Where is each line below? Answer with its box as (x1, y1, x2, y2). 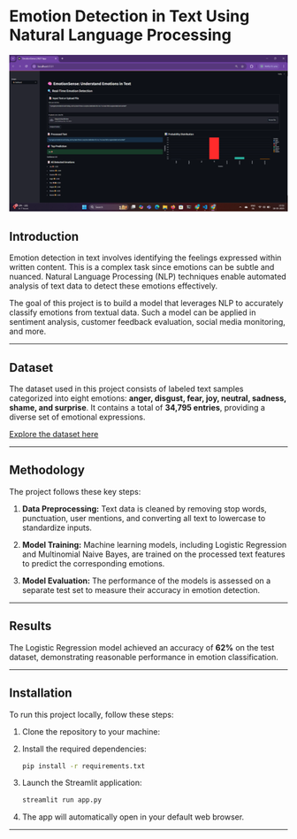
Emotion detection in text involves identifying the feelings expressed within (9, 252, 282, 263)
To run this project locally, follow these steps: (9, 709, 174, 720)
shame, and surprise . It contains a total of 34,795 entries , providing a (9, 403, 265, 413)
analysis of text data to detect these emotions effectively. (9, 281, 218, 291)
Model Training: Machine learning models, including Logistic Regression (21, 539, 287, 550)
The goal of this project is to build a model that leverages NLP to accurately (9, 298, 284, 309)
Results (9, 619, 52, 634)
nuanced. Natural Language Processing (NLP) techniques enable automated (9, 272, 287, 282)
